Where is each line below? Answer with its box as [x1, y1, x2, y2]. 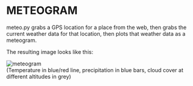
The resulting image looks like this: [6, 48, 93, 55]
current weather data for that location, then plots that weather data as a [6, 30, 186, 37]
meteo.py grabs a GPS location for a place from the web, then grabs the [6, 24, 187, 31]
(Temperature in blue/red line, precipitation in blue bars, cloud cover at [6, 66, 184, 73]
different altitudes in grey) [6, 73, 71, 80]
